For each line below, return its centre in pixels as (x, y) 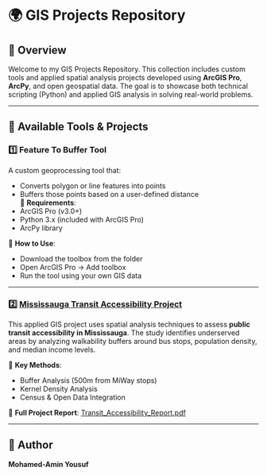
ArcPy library (41, 228)
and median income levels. (52, 349)
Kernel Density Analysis (58, 388)
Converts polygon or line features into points (93, 185)
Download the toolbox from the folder (81, 258)
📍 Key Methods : (35, 365)
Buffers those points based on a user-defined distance (109, 194)
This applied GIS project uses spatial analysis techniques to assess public (129, 324)
